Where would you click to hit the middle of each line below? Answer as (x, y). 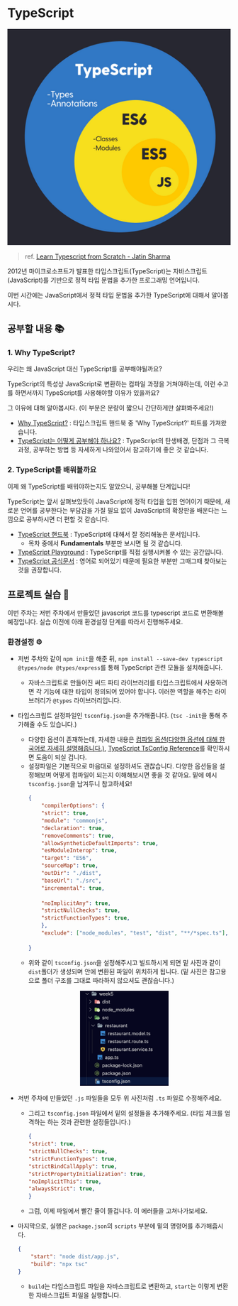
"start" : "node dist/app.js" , (75, 1257)
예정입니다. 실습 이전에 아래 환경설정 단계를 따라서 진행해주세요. (95, 622)
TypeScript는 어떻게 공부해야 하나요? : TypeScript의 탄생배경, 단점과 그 (117, 440)
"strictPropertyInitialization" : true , (87, 1174)
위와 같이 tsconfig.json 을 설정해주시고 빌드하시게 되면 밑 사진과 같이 (124, 962)
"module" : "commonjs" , (75, 821)
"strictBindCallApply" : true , (73, 1166)
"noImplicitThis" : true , (65, 1181)
